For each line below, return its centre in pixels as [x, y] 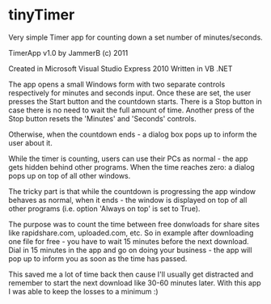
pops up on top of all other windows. [70, 175]
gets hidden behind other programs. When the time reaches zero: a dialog [131, 167]
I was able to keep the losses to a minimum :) [84, 291]
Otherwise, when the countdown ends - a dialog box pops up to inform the [133, 134]
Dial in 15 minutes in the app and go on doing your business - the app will [130, 250]
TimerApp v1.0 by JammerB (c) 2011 [68, 53]
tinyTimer [42, 15]
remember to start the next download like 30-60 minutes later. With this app [135, 283]
